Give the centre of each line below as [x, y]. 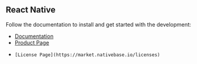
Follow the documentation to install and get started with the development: [98, 24]
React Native [31, 10]
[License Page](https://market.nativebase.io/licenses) [87, 55]
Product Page [32, 42]
